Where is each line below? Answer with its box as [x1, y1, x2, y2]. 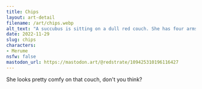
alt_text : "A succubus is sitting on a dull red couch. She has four [6, 25, 185, 32]
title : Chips [6, 8, 39, 15]
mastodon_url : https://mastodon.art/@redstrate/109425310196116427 [6, 59, 179, 65]
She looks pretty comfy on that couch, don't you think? [6, 76, 142, 83]
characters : [6, 43, 36, 49]
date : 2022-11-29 [6, 31, 50, 37]
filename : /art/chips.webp [6, 20, 74, 26]
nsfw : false [6, 54, 36, 60]
